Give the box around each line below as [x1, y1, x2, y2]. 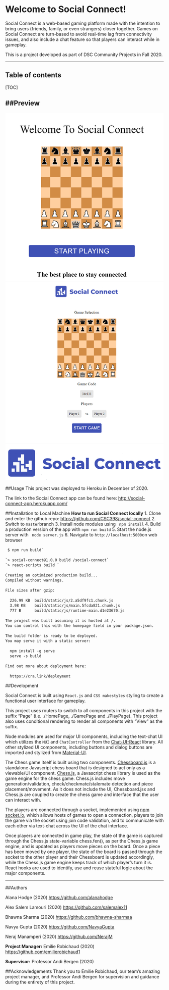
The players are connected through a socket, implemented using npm [5, 807, 150, 813]
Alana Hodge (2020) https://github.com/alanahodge [5, 894, 113, 900]
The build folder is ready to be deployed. [5, 633, 98, 638]
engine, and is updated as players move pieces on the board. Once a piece [5, 843, 160, 849]
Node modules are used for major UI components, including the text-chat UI [5, 733, 162, 739]
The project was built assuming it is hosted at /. [5, 618, 116, 623]
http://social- [118, 495, 145, 501]
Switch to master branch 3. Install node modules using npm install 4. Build [5, 521, 161, 527]
